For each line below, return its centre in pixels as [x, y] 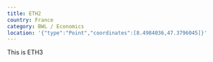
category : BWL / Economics [46, 26]
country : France [30, 20]
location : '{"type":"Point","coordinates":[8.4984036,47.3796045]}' [107, 33]
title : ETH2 [24, 13]
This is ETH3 [25, 52]
